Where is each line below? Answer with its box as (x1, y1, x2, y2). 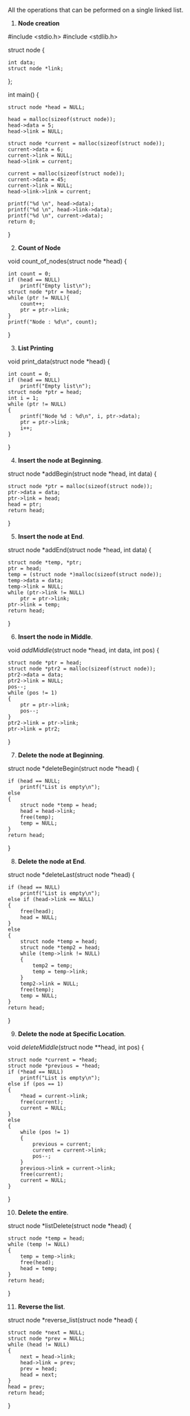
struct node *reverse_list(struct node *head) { (8, 1316, 138, 1324)
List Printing (17, 344, 54, 352)
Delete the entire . (17, 1208, 69, 1216)
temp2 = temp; (32, 962, 73, 969)
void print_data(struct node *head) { (8, 357, 110, 366)
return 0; (8, 218, 36, 225)
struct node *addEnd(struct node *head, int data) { (8, 546, 152, 553)
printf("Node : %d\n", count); (8, 319, 98, 326)
